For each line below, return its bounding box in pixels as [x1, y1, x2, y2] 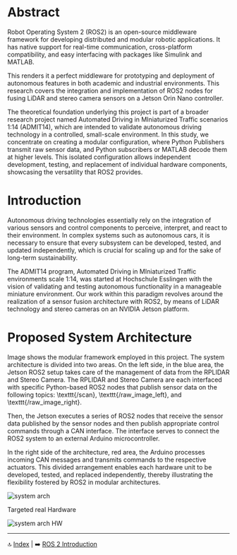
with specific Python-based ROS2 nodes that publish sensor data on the [7, 382, 217, 391]
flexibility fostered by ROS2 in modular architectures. [7, 478, 161, 486]
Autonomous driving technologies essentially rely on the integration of [7, 216, 212, 224]
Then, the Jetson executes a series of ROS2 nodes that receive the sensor [7, 411, 224, 420]
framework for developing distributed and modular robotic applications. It [7, 35, 221, 43]
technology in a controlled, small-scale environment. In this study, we [7, 130, 209, 139]
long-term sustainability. [7, 253, 78, 262]
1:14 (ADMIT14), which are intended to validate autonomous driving [7, 122, 202, 131]
